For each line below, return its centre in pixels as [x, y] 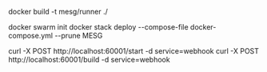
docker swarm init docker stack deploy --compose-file [99, 27]
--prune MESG [79, 36]
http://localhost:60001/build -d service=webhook [89, 60]
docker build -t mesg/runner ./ [58, 12]
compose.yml [31, 36]
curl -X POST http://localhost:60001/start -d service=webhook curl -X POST [134, 51]
